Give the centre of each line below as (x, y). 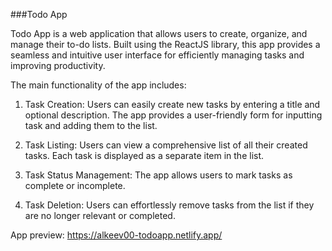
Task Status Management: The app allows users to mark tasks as (158, 175)
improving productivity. (58, 65)
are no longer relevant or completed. (100, 215)
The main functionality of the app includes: (98, 85)
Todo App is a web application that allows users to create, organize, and (159, 33)
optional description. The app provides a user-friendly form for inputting (173, 115)
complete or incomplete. (75, 185)
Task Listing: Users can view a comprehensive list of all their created (166, 145)
